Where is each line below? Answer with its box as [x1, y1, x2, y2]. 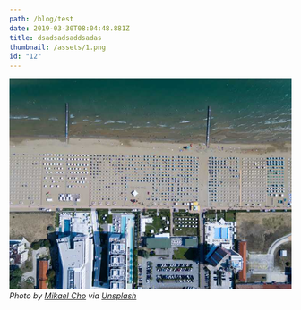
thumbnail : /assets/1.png [9, 43, 106, 52]
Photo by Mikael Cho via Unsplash [9, 290, 137, 301]
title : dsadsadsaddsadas [9, 33, 102, 42]
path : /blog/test [9, 14, 74, 23]
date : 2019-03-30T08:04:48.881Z [9, 23, 130, 33]
